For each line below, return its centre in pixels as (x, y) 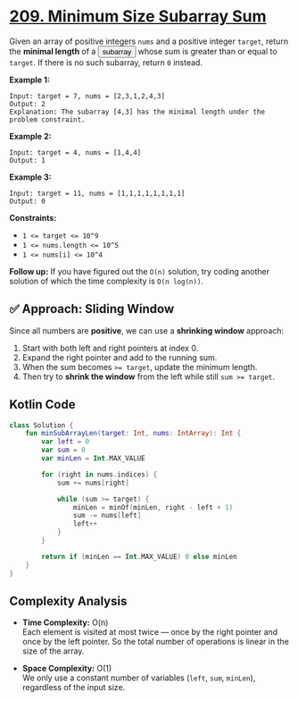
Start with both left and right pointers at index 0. (110, 348)
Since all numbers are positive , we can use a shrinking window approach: (146, 330)
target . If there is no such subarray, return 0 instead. (106, 62)
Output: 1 (28, 160)
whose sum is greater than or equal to (208, 51)
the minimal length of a (53, 51)
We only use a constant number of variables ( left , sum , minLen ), (139, 678)
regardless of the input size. (74, 688)
